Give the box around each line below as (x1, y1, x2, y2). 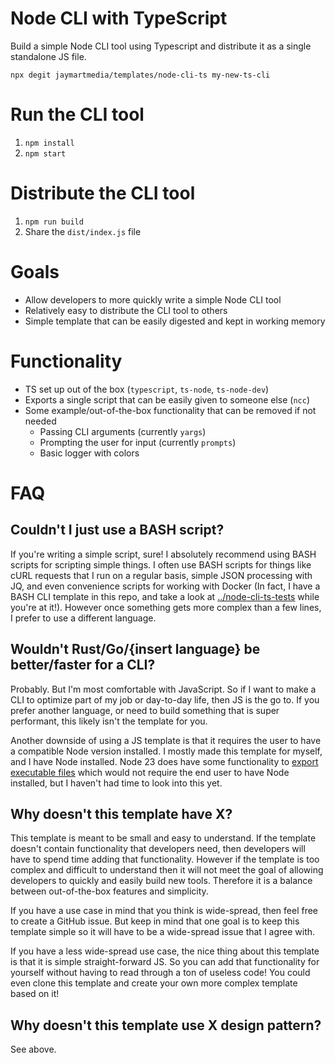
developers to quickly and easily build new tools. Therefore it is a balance (10, 875, 313, 887)
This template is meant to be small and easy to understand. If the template (10, 832, 317, 844)
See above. (10, 1043, 57, 1056)
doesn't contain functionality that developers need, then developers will (10, 843, 306, 855)
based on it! (10, 988, 60, 1000)
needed (24, 415, 57, 427)
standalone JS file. (10, 50, 87, 62)
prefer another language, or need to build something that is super (10, 704, 280, 716)
